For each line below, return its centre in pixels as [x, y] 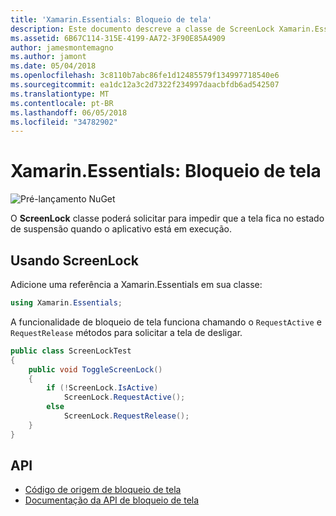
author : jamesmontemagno [62, 47]
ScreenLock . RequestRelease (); [126, 416]
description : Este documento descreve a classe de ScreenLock [142, 29]
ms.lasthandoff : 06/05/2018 [69, 112]
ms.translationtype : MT [60, 94]
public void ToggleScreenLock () [95, 369]
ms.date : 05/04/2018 [53, 66]
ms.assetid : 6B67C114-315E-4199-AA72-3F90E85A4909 [118, 38]
